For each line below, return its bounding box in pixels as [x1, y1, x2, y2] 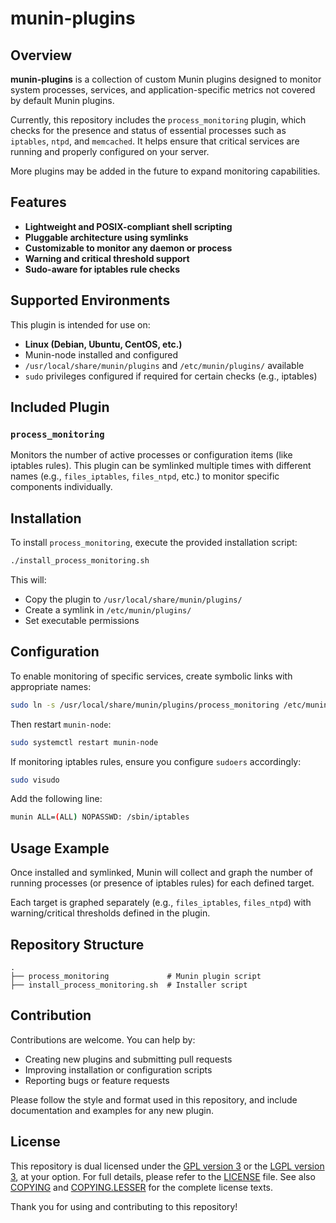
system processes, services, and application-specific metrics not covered [10, 84, 316, 96]
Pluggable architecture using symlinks [24, 231, 189, 243]
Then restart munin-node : [10, 718, 112, 730]
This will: [10, 574, 47, 586]
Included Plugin [10, 399, 110, 416]
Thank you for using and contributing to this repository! [10, 1200, 238, 1212]
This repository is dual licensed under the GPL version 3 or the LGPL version [10, 1160, 325, 1172]
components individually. [10, 481, 113, 493]
